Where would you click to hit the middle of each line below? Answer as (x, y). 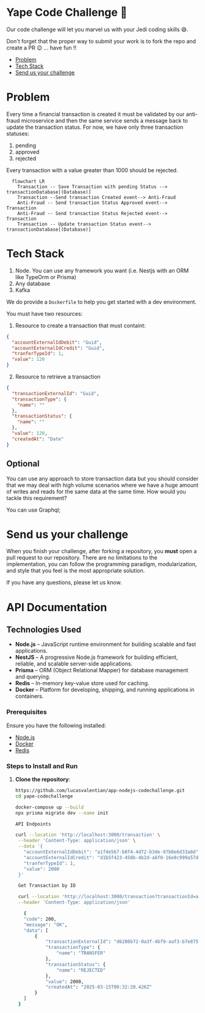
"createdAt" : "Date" (38, 439)
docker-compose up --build (49, 807)
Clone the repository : (43, 779)
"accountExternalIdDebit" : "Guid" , (57, 342)
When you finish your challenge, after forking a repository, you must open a (102, 551)
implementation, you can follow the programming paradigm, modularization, (102, 564)
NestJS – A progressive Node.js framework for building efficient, (96, 657)
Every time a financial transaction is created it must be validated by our (95, 114)
